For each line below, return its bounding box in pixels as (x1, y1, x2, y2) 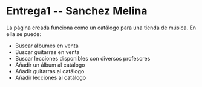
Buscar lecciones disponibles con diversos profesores (15, 55, 151, 62)
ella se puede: (6, 30, 42, 37)
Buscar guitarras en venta (15, 48, 80, 55)
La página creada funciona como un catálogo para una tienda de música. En (6, 24, 197, 31)
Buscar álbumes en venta (15, 42, 79, 49)
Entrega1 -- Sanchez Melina (6, 4, 148, 18)
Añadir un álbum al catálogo (15, 61, 86, 68)
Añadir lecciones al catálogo (15, 74, 86, 81)
